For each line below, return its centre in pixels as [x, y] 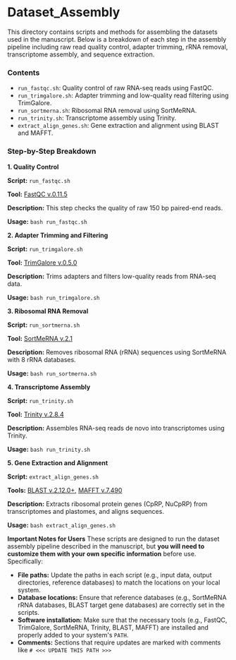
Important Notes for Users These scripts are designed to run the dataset [113, 539]
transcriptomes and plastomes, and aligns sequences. [86, 511]
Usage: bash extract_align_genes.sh [62, 525]
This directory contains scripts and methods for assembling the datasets [113, 32]
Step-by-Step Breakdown [52, 151]
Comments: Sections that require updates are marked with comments [119, 642]
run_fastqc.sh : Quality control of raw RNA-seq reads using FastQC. [116, 88]
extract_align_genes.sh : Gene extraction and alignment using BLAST [118, 126]
